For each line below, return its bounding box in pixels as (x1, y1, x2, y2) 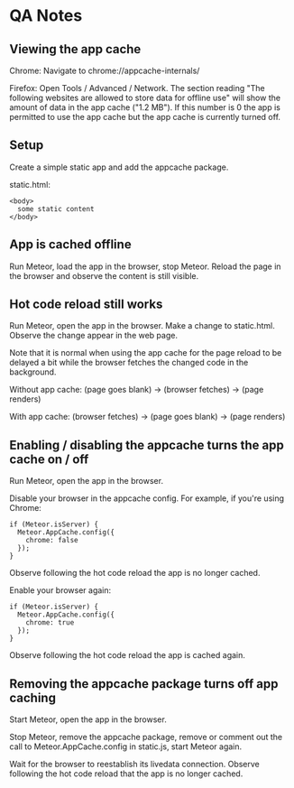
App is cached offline (9, 236, 133, 253)
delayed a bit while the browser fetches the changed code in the (9, 357, 249, 368)
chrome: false (25, 536, 78, 545)
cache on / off (9, 451, 89, 467)
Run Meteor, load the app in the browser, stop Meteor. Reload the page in (9, 261, 281, 272)
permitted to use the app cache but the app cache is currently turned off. (9, 112, 281, 122)
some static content (17, 204, 95, 213)
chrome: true (25, 618, 75, 627)
